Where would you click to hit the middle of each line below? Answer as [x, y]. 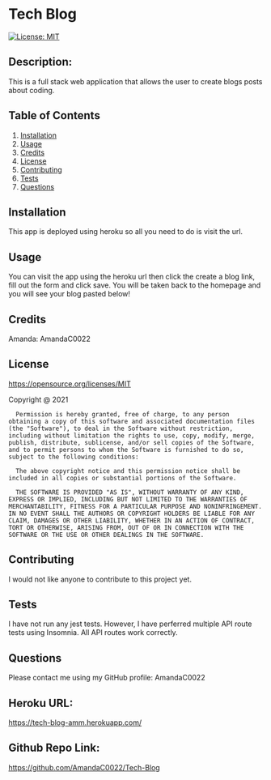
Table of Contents [55, 115]
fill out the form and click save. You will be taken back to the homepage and [135, 285]
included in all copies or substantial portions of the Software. [123, 478]
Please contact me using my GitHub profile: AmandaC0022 [107, 678]
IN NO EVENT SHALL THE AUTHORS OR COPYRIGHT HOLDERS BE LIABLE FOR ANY [131, 514]
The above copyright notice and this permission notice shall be [128, 471]
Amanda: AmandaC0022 [49, 339]
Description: [40, 62]
